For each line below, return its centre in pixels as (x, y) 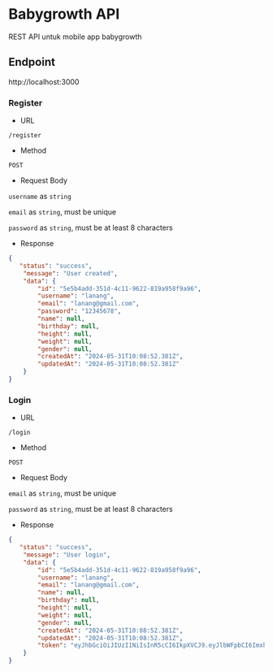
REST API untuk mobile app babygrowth (75, 37)
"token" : (52, 646)
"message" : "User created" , (70, 273)
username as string (40, 197)
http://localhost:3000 (44, 81)
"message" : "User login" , (67, 555)
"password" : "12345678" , (80, 311)
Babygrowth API (64, 14)
